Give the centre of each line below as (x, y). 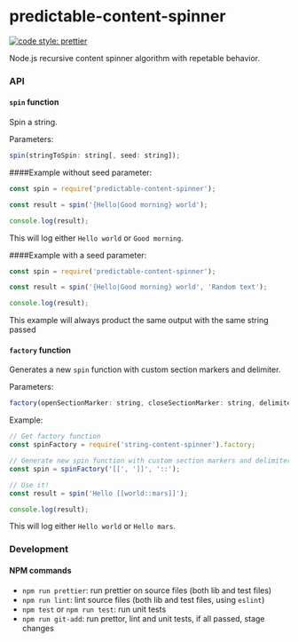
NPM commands (40, 570)
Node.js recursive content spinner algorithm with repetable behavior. (134, 58)
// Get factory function (55, 437)
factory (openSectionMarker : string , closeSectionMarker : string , (132, 403)
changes (38, 628)
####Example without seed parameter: (81, 172)
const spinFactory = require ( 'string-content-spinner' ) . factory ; (132, 445)
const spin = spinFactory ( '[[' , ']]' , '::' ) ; (94, 469)
